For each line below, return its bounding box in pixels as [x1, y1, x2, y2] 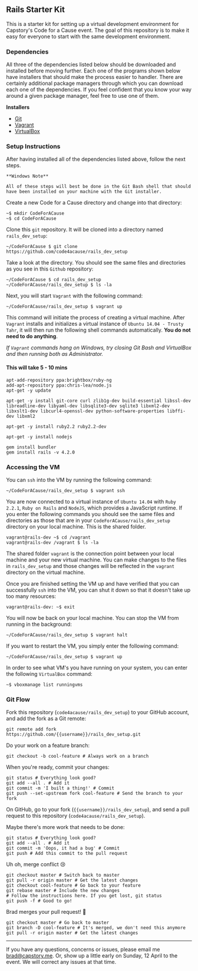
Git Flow [6, 695, 31, 704]
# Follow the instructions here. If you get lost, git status [6, 893, 162, 899]
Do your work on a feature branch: [6, 742, 90, 749]
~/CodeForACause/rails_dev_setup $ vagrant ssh [6, 487, 126, 494]
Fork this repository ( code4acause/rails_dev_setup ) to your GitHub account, [6, 709, 190, 716]
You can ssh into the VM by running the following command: [6, 476, 152, 483]
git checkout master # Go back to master [6, 920, 110, 926]
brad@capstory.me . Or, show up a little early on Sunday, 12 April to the [6, 952, 178, 959]
